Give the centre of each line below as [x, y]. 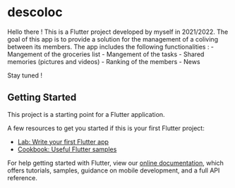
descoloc [35, 12]
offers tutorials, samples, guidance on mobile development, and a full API [114, 170]
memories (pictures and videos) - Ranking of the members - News [104, 61]
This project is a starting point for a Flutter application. [86, 114]
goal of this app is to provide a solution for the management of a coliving [113, 39]
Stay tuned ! [25, 75]
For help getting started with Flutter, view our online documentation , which [116, 163]
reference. [22, 177]
